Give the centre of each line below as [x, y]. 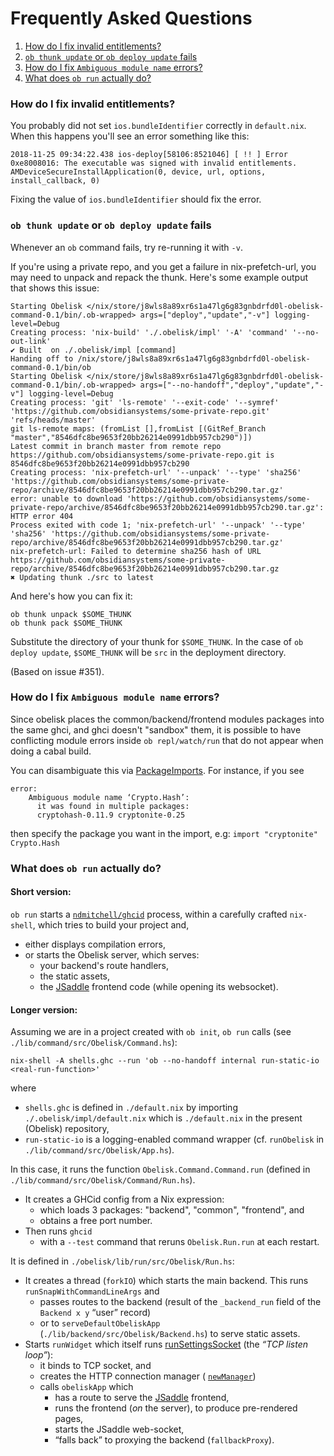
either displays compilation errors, [95, 944]
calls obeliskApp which [86, 1387]
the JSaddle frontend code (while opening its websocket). [159, 986]
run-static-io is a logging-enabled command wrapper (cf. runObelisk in [174, 1139]
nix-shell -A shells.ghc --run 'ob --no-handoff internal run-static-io [165, 1061]
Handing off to [42, 358]
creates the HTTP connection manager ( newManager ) [148, 1376]
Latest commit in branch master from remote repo [116, 446]
